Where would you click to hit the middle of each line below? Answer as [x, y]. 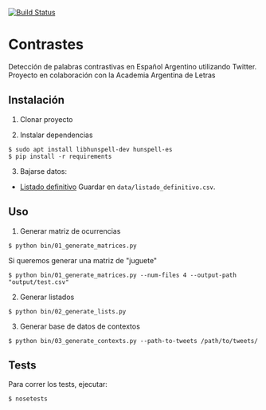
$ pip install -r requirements [60, 156]
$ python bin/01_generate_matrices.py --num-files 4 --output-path [123, 275]
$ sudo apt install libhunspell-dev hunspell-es [90, 149]
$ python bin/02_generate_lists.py [67, 311]
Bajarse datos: [43, 171]
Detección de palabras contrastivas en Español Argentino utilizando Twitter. [133, 66]
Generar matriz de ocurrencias [70, 231]
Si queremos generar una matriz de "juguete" [83, 260]
